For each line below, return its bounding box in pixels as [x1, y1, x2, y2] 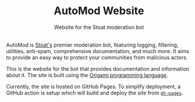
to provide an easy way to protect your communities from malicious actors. [6, 54, 188, 61]
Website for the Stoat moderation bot [54, 24, 144, 31]
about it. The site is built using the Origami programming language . [6, 71, 168, 78]
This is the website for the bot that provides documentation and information [6, 65, 190, 72]
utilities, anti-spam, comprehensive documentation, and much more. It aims [6, 47, 190, 54]
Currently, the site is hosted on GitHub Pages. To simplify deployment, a [6, 83, 181, 90]
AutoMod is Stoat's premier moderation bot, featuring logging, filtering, [6, 41, 179, 48]
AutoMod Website [54, 4, 144, 18]
